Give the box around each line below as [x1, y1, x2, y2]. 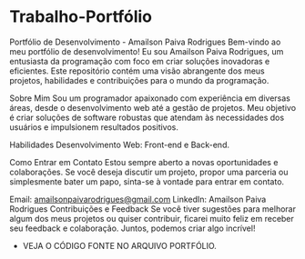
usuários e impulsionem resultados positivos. [9, 121, 179, 133]
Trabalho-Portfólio [9, 6, 153, 27]
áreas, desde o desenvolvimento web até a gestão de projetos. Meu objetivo [9, 102, 297, 113]
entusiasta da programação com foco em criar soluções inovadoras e [9, 55, 270, 66]
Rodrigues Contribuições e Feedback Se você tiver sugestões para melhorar [9, 203, 296, 214]
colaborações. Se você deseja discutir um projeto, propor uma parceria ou [9, 166, 289, 177]
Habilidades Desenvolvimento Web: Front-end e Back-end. [9, 139, 230, 150]
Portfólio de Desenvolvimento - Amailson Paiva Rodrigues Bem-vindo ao [9, 36, 281, 47]
